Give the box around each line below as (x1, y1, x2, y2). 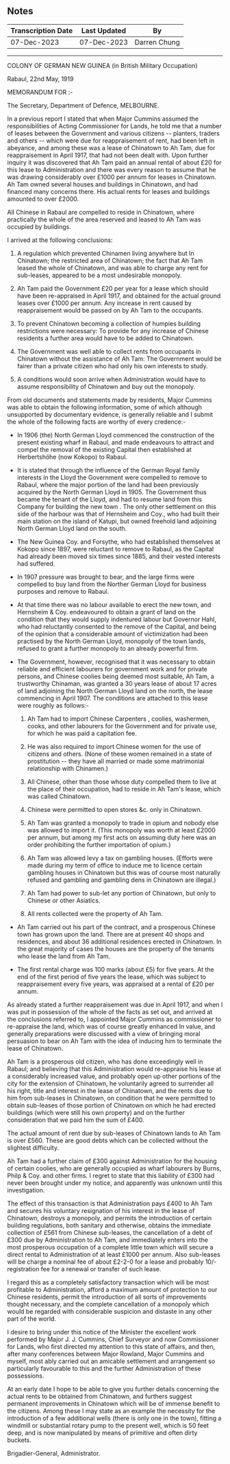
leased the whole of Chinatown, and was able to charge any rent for (16, 263, 209, 272)
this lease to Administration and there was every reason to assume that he (7, 165, 216, 173)
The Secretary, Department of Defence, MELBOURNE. (7, 101, 159, 109)
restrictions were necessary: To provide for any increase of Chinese (16, 326, 209, 335)
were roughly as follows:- (16, 701, 89, 709)
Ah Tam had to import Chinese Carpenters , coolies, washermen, (27, 715, 210, 723)
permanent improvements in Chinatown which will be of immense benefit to (7, 1399, 220, 1408)
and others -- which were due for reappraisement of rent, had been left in (7, 136, 214, 145)
